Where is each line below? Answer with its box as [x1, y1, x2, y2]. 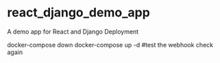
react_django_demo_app [7, 5, 151, 21]
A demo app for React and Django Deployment [7, 27, 139, 36]
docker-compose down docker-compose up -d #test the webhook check [7, 40, 214, 49]
